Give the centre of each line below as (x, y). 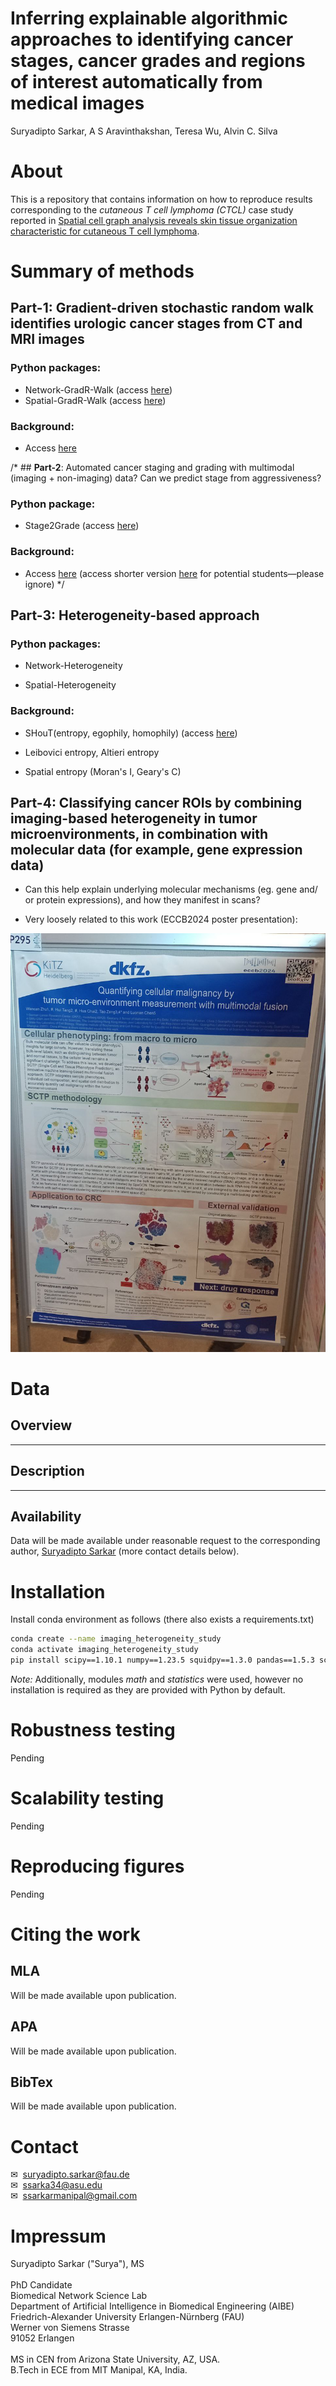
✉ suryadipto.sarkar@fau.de (70, 2174)
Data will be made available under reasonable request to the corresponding (165, 1541)
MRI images (47, 339)
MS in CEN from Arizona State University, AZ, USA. (115, 2359)
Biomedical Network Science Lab (79, 2296)
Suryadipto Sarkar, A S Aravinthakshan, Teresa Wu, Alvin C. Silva (144, 131)
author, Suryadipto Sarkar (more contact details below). (125, 1551)
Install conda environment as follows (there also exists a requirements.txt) (162, 1619)
